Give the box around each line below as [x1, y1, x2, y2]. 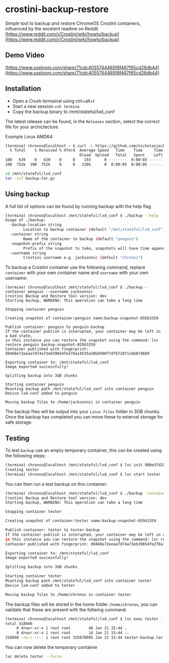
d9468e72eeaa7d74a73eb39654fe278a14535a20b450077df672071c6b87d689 [5, 351, 150, 356]
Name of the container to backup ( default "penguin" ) [23, 236, 138, 241]
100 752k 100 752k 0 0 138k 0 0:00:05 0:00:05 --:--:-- [5, 162, 167, 167]
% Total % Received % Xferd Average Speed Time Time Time [10, 148, 163, 153]
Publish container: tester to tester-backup [5, 528, 100, 533]
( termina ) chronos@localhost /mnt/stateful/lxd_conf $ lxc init [5, 463, 143, 468]
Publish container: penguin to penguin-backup [5, 325, 105, 330]
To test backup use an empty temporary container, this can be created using [5, 447, 162, 453]
